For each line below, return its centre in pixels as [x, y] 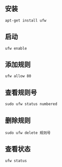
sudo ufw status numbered [31, 104]
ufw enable [16, 48]
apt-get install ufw [26, 20]
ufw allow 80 [18, 76]
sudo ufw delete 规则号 [28, 133]
